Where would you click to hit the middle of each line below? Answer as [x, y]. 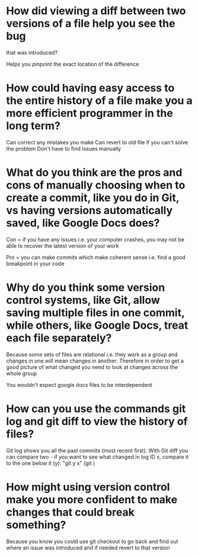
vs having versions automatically [90, 210]
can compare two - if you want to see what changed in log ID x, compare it [97, 457]
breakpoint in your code [35, 263]
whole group [22, 373]
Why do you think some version [86, 287]
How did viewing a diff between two [96, 11]
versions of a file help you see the [91, 23]
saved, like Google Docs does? [83, 223]
